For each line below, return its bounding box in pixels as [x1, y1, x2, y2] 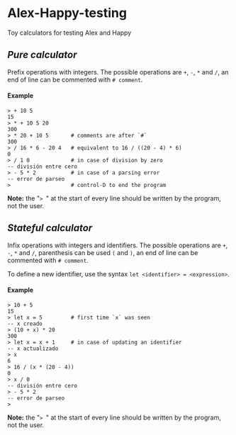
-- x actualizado [7, 345, 59, 352]
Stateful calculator [7, 222, 93, 235]
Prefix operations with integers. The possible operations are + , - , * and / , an [7, 67, 229, 76]
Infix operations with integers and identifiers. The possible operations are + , [7, 241, 228, 249]
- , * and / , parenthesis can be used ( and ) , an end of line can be [7, 248, 198, 256]
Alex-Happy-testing [7, 5, 128, 21]
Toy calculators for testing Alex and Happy [7, 28, 132, 37]
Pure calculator [7, 49, 77, 61]
